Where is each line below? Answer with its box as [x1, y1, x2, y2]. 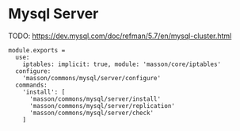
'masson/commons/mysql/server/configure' [22, 74, 161, 82]
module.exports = [8, 46, 66, 54]
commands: [15, 81, 48, 89]
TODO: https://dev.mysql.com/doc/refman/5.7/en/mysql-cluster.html [8, 31, 232, 40]
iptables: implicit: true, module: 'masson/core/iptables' [22, 60, 222, 68]
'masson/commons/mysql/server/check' [29, 109, 154, 117]
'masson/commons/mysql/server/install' [29, 94, 161, 103]
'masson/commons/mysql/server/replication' [29, 102, 176, 110]
